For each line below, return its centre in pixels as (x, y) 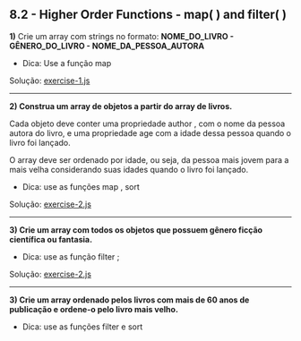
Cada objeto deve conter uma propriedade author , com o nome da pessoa (147, 124)
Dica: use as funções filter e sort (82, 327)
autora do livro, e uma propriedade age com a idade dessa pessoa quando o (150, 132)
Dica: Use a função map (67, 63)
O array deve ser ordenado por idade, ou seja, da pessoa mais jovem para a (149, 159)
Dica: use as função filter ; (71, 256)
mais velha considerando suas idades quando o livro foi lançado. (129, 169)
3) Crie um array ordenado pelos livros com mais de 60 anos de (129, 300)
